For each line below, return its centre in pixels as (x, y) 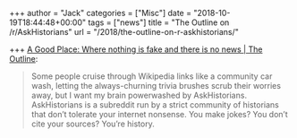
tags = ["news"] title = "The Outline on (159, 22)
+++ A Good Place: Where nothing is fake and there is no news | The (136, 49)
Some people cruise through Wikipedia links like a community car (152, 76)
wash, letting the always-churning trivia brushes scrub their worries (156, 86)
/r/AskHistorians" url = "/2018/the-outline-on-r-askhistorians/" (124, 32)
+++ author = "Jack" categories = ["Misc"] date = (101, 13)
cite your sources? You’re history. (93, 124)
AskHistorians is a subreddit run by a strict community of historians (155, 105)
